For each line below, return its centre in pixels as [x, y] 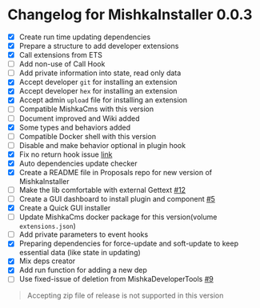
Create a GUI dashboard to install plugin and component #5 [117, 199]
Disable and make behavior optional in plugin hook [102, 145]
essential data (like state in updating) [80, 253]
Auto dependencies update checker [78, 163]
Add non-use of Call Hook [62, 64]
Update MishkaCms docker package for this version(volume [118, 217]
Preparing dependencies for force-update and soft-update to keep [129, 244]
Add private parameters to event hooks [84, 234]
